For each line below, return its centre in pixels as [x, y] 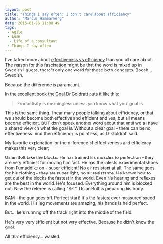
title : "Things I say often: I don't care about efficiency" [68, 14]
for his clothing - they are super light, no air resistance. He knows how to [78, 173]
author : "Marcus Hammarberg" [35, 18]
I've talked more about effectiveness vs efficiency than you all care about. [79, 59]
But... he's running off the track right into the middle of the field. [69, 212]
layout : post [18, 9]
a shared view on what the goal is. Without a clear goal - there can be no [78, 128]
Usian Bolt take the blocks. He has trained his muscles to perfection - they [80, 157]
